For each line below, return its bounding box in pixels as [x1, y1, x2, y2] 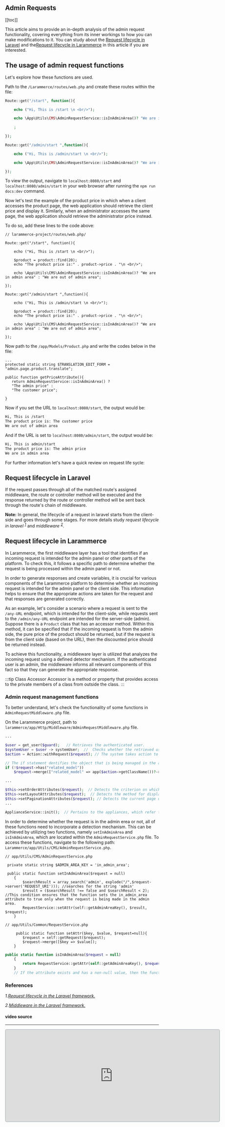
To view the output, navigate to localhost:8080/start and [5, 178, 121, 184]
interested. [5, 47, 27, 53]
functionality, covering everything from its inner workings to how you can [5, 31, 152, 37]
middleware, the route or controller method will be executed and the [5, 492, 142, 498]
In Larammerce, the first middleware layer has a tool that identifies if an [5, 550, 148, 556]
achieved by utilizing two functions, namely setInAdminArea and [5, 829, 133, 835]
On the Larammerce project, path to [5, 719, 77, 725]
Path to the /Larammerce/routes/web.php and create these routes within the [5, 83, 155, 89]
